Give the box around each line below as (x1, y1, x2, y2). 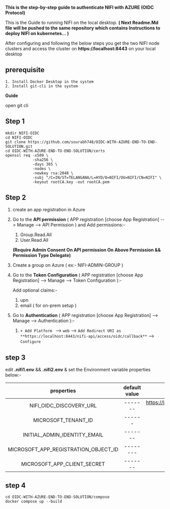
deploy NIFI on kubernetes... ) (5, 30, 69, 36)
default (123, 384, 141, 391)
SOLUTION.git (5, 144, 33, 149)
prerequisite (5, 66, 45, 74)
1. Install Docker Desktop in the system (5, 79, 94, 84)
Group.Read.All (20, 232, 52, 238)
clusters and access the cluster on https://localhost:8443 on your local (5, 46, 156, 51)
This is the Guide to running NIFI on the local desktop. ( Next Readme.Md (5, 20, 158, 25)
